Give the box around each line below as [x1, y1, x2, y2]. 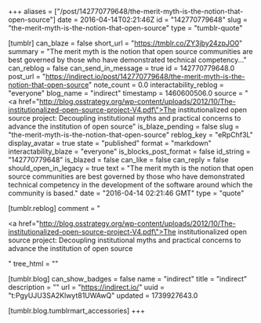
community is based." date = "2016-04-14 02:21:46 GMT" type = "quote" [8, 188, 245, 198]
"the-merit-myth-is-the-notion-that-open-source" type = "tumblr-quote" [8, 24, 243, 32]
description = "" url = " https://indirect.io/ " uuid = [8, 282, 165, 292]
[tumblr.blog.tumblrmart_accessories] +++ [8, 306, 146, 315]
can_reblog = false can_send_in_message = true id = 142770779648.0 [8, 64, 235, 73]
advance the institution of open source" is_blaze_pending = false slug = [8, 122, 240, 131]
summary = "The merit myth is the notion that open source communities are [8, 47, 253, 56]
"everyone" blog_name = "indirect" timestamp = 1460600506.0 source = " [8, 89, 248, 97]
